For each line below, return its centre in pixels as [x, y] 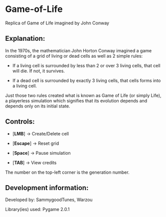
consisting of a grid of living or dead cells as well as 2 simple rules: [74, 56]
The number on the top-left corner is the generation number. [67, 172]
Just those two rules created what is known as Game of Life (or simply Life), [83, 95]
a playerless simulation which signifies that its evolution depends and [76, 101]
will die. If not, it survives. [39, 71]
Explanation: [25, 39]
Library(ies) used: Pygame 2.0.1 [37, 210]
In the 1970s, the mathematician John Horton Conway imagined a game [79, 50]
